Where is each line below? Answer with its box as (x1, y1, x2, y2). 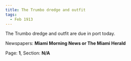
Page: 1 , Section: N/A (5, 50, 50, 56)
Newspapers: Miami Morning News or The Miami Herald (5, 40, 126, 46)
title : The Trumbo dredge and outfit (5, 7, 86, 13)
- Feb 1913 (10, 17, 33, 22)
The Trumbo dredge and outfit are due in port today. (5, 31, 115, 37)
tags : (5, 12, 17, 17)
